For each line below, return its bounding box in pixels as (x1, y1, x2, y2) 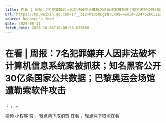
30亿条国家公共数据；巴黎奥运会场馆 (5, 73, 155, 84)
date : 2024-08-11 (5, 21, 41, 26)
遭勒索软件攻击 (5, 85, 66, 96)
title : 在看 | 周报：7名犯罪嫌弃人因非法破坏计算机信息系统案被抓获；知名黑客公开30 (5, 7, 159, 12)
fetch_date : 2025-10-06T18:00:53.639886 (5, 26, 90, 31)
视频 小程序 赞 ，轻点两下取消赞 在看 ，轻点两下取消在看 (5, 113, 120, 119)
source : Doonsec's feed (5, 16, 54, 21)
